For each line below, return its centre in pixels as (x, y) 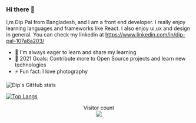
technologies (30, 65)
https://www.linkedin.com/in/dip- (145, 35)
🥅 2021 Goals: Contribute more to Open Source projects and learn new (100, 59)
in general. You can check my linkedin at (55, 35)
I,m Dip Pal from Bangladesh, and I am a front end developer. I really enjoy (96, 22)
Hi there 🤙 (21, 9)
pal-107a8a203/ (25, 41)
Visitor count (99, 108)
